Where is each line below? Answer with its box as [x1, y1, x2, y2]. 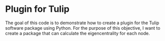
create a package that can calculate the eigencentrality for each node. [5, 30, 150, 36]
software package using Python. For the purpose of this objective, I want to [5, 25, 160, 31]
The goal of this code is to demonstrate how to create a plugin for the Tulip [5, 20, 159, 26]
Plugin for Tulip [5, 3, 70, 15]
